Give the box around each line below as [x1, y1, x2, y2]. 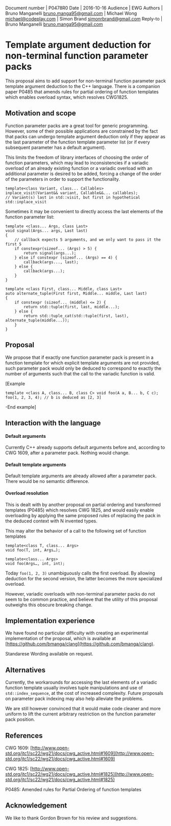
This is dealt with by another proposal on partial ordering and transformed [5, 501, 161, 507]
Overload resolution [5, 490, 48, 496]
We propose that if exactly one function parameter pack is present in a [5, 354, 154, 361]
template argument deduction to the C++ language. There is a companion [5, 83, 160, 89]
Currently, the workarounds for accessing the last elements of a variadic [5, 679, 157, 686]
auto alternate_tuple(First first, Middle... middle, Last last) [5, 291, 147, 296]
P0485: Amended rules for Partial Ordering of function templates [5, 787, 142, 792]
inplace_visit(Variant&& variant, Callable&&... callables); [5, 190, 138, 196]
